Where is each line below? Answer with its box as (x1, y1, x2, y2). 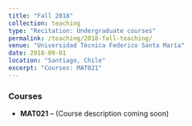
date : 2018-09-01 (8, 49, 67, 57)
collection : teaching (8, 19, 81, 27)
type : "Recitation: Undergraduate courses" (8, 26, 157, 35)
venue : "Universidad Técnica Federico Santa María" (8, 42, 185, 50)
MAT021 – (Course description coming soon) (19, 109, 170, 119)
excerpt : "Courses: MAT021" (8, 64, 103, 72)
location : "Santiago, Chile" (8, 57, 106, 65)
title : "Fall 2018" (8, 11, 74, 20)
